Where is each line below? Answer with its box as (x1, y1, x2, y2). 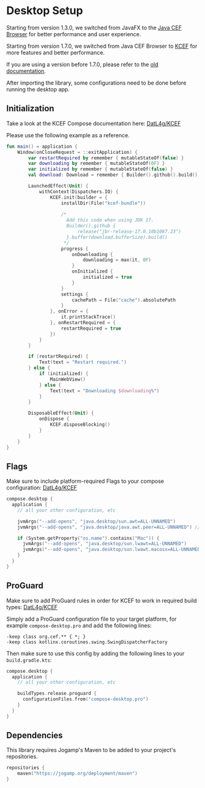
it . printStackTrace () (60, 314, 116, 320)
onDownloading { (71, 251, 113, 257)
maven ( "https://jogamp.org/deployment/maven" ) (17, 770, 138, 777)
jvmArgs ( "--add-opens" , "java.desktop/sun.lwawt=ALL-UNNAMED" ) (22, 540, 187, 547)
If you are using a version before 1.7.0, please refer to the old (6, 61, 159, 68)
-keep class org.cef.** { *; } (6, 634, 86, 640)
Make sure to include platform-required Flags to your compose (6, 477, 164, 485)
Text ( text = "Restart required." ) (38, 359, 127, 365)
